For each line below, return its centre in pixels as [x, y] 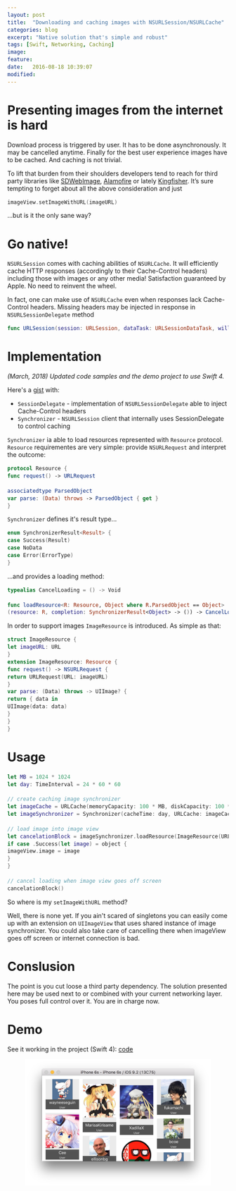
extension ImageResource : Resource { [63, 662]
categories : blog [33, 30]
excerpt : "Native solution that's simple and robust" [88, 37]
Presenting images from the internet [115, 110]
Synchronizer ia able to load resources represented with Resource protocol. [115, 440]
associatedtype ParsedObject [50, 491]
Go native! [38, 244]
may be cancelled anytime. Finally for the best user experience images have [117, 152]
